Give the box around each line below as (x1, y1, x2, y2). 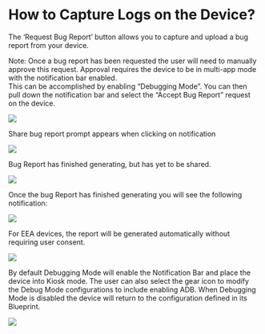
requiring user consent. (8, 237, 86, 247)
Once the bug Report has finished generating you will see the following (8, 189, 243, 199)
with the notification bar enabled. (8, 73, 118, 82)
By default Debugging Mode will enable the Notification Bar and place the (8, 268, 251, 277)
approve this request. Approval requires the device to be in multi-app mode (8, 64, 257, 74)
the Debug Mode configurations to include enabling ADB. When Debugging (8, 284, 256, 294)
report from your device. (8, 40, 90, 50)
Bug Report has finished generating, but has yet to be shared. (8, 159, 211, 169)
